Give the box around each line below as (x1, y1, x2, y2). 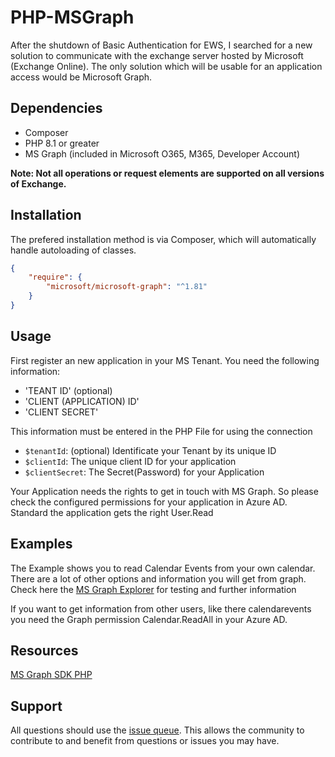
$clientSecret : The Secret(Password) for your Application (24, 466, 265, 478)
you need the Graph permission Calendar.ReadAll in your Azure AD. (10, 613, 288, 625)
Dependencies (10, 100, 103, 117)
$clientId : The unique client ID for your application (24, 455, 237, 467)
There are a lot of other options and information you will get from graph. (10, 572, 307, 585)
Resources (10, 642, 79, 659)
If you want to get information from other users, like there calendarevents (10, 602, 312, 615)
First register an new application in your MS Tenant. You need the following (10, 354, 320, 366)
